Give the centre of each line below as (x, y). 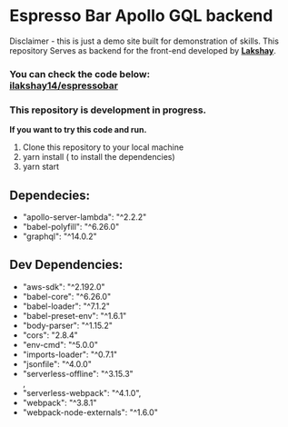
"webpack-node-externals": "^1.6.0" (90, 412)
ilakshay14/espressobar (64, 85)
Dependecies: (50, 195)
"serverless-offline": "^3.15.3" (78, 373)
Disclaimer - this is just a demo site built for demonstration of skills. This (144, 41)
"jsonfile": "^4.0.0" (57, 363)
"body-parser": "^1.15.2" (68, 325)
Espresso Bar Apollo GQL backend (141, 16)
